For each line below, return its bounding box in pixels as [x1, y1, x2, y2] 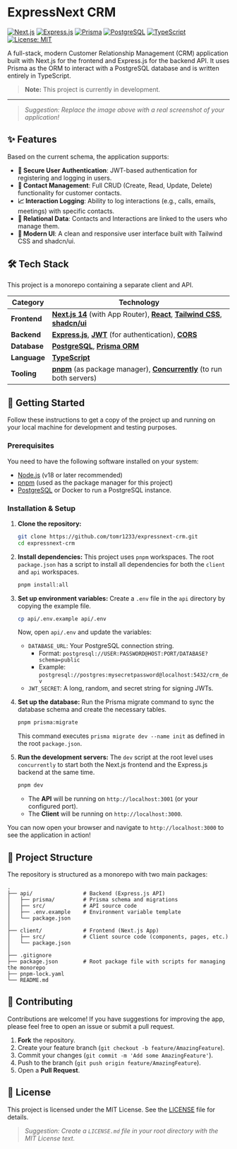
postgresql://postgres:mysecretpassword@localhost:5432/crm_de [38, 671, 229, 679]
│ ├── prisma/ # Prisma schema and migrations [7, 896, 178, 903]
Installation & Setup [7, 503, 76, 513]
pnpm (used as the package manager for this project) [17, 478, 174, 487]
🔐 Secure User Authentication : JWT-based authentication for [17, 166, 197, 174]
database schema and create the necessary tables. [17, 705, 167, 714]
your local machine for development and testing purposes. [7, 423, 178, 432]
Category [11, 297, 44, 307]
